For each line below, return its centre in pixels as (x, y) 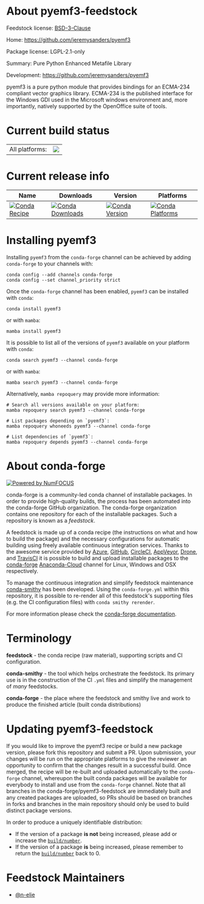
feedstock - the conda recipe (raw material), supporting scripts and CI (95, 655)
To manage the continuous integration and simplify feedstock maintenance (100, 583)
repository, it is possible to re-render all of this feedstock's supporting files (100, 596)
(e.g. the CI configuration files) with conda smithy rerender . (80, 602)
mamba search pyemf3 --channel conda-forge (62, 382)
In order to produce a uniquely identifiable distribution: (74, 822)
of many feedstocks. (32, 686)
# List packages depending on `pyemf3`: (58, 421)
